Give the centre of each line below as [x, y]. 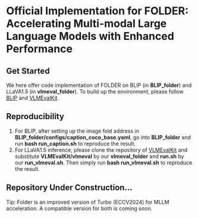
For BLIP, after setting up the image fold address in [77, 131]
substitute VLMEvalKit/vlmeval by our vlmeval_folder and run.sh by [99, 156]
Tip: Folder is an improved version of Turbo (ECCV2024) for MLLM [88, 202]
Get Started [28, 71]
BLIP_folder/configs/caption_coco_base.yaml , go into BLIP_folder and [103, 137]
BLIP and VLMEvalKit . [33, 98]
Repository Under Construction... [69, 188]
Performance [40, 49]
